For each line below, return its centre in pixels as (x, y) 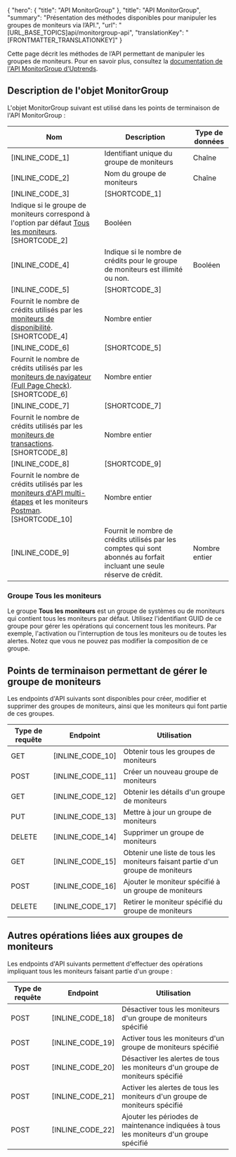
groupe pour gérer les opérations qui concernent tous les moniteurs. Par (112, 626)
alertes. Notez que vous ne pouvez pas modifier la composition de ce (108, 641)
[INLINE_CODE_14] (85, 837)
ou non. (117, 278)
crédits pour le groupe (141, 260)
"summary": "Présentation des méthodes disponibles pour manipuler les (112, 18)
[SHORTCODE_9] (133, 464)
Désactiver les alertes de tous (171, 1058)
